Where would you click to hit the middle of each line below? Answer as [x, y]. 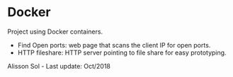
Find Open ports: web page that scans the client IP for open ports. [114, 45]
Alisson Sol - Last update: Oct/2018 [59, 66]
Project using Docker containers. [55, 31]
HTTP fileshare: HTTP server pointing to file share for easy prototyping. [122, 52]
